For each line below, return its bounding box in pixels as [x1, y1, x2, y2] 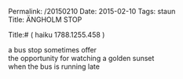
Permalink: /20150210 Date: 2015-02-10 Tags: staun [8, 7, 176, 16]
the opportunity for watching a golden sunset [8, 54, 155, 63]
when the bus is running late [8, 62, 101, 71]
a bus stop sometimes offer [8, 45, 97, 54]
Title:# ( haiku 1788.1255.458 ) [8, 31, 105, 39]
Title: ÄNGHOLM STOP [8, 15, 82, 24]
